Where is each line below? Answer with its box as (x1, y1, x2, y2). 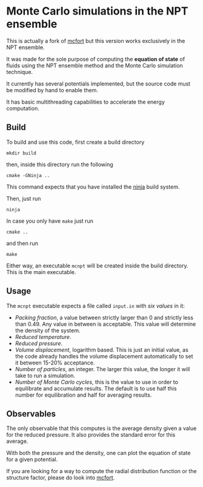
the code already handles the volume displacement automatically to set (15, 352, 193, 360)
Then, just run (6, 195, 41, 202)
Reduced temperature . (15, 333, 72, 340)
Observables (6, 408, 56, 419)
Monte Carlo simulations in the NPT (6, 4, 188, 18)
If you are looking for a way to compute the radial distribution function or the (6, 468, 197, 475)
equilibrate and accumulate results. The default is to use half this (15, 385, 177, 392)
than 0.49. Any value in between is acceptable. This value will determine (15, 320, 196, 327)
